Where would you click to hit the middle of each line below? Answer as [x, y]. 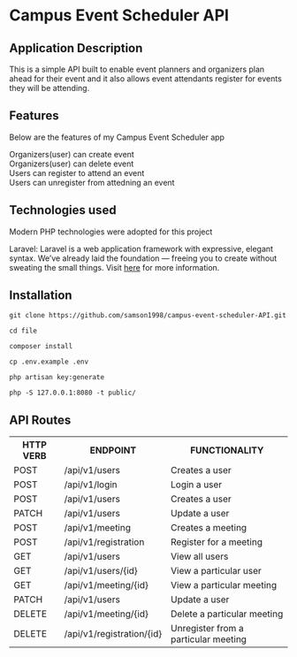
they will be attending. [49, 88]
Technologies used [63, 210]
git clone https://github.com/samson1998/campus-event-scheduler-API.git [148, 316]
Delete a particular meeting [227, 614]
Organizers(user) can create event [72, 154]
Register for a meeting [217, 542]
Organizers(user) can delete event [72, 164]
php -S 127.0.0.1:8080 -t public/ [73, 393]
